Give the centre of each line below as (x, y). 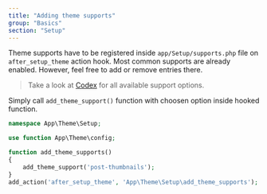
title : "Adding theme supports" (62, 16)
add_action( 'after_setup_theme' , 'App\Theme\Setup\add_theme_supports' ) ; (133, 182)
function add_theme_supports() (60, 153)
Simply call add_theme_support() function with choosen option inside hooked (134, 101)
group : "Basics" (35, 23)
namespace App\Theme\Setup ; (55, 124)
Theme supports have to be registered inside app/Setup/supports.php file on (133, 53)
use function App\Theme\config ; (62, 138)
